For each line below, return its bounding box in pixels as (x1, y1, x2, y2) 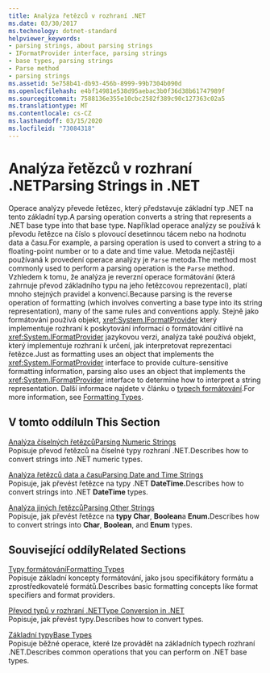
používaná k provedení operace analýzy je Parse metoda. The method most (8, 254, 256, 264)
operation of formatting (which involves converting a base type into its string (8, 297, 263, 307)
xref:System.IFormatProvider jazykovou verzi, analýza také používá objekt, (8, 332, 256, 342)
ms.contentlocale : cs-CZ (8, 110, 92, 118)
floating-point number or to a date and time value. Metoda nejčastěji (8, 246, 235, 255)
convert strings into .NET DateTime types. (8, 486, 149, 497)
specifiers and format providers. (8, 591, 115, 600)
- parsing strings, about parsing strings (8, 42, 153, 50)
